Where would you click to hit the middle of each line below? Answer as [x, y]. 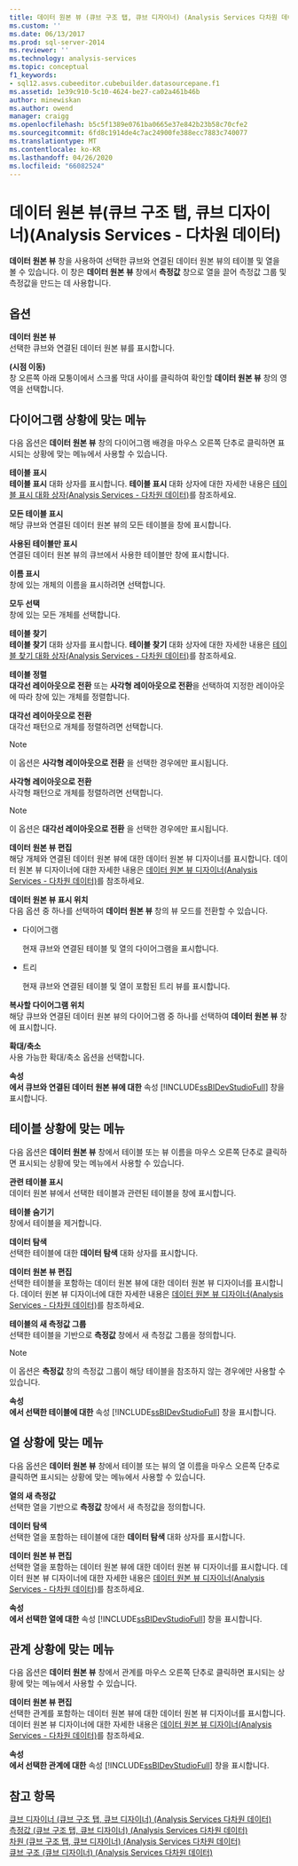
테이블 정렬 [28, 674]
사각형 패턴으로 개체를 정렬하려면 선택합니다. [86, 792]
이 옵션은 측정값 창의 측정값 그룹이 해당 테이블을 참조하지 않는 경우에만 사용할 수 [148, 1371]
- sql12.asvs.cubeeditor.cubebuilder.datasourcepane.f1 [114, 83]
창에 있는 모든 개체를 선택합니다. [65, 614]
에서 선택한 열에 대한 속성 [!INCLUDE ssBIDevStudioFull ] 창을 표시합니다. [136, 1618]
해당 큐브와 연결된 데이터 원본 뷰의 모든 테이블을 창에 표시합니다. [121, 524]
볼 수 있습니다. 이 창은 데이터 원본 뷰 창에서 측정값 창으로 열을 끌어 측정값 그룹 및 [148, 272]
